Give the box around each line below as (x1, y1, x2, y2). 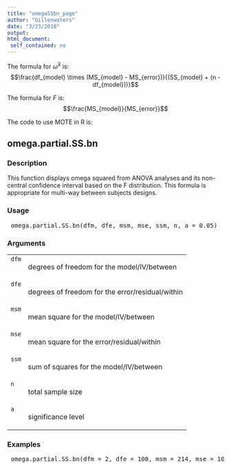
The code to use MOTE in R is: (7, 118, 93, 126)
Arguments (7, 238, 46, 248)
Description (7, 158, 47, 167)
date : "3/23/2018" (7, 23, 60, 30)
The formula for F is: (7, 94, 65, 102)
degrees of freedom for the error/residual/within (27, 287, 184, 296)
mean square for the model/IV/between (27, 311, 155, 321)
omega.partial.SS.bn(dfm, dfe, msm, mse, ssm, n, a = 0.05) (10, 221, 218, 229)
